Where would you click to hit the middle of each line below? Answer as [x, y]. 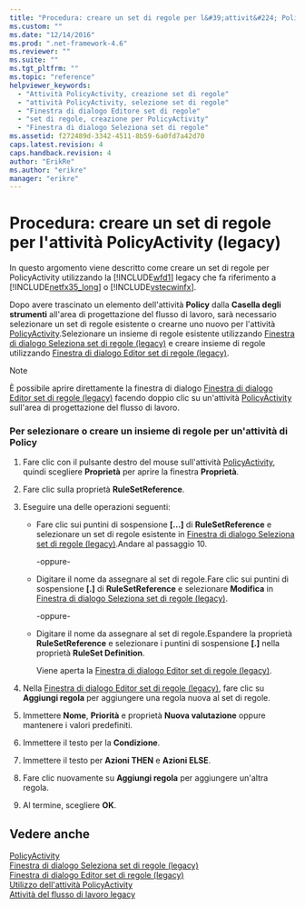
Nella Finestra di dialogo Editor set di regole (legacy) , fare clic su [143, 688]
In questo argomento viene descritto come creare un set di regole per [139, 268]
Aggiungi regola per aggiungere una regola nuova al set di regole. [146, 698]
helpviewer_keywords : [50, 85]
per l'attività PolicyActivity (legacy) [145, 243]
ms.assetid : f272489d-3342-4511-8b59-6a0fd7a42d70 [107, 136]
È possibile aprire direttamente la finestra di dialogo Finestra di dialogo [142, 388]
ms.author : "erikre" [49, 170]
